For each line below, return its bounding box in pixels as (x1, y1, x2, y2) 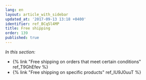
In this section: (5, 48, 36, 55)
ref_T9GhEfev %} (12, 63, 49, 70)
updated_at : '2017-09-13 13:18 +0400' (5, 16, 86, 21)
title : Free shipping (5, 26, 51, 31)
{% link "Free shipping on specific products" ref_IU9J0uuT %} (12, 69, 141, 75)
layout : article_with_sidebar (5, 12, 69, 17)
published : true (5, 35, 39, 40)
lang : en (5, 7, 24, 12)
